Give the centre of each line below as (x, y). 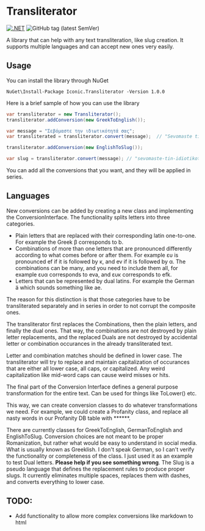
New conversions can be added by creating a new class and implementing (100, 211)
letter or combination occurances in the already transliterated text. (89, 343)
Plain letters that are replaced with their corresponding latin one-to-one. (106, 235)
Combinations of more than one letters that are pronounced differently (103, 248)
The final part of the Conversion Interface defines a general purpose (92, 387)
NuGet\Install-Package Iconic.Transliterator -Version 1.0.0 (86, 92)
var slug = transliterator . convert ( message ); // (69, 159)
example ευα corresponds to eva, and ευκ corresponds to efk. (93, 274)
